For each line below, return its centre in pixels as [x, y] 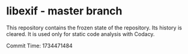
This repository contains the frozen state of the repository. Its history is [94, 28]
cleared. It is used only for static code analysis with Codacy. [80, 34]
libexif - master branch [64, 11]
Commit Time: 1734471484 [40, 46]
